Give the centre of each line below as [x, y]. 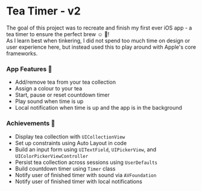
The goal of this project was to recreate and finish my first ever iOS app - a [99, 28]
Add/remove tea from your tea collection [65, 82]
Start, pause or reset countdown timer [62, 95]
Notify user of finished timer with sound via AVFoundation [86, 175]
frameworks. [22, 53]
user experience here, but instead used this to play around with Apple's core [101, 47]
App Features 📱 [29, 69]
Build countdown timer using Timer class [65, 168]
